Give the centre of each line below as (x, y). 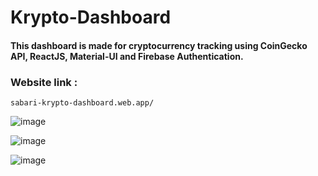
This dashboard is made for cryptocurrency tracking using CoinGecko (159, 45)
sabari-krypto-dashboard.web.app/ (82, 103)
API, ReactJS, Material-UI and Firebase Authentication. (127, 56)
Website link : (44, 82)
